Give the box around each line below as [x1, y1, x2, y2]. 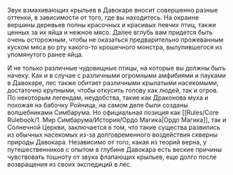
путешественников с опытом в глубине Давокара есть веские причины [7, 146, 223, 153]
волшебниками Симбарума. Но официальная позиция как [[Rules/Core [7, 108, 219, 116]
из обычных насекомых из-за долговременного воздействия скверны [7, 130, 218, 139]
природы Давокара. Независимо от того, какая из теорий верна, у [7, 138, 207, 146]
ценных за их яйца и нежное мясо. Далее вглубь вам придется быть [7, 28, 213, 36]
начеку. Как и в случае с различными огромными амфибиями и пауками [7, 71, 226, 79]
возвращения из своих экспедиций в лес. [7, 160, 132, 168]
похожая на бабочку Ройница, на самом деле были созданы [7, 101, 188, 109]
